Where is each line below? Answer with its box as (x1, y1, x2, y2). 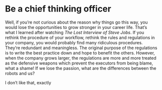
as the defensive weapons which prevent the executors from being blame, (5, 60, 153, 66)
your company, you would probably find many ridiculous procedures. (5, 39, 143, 45)
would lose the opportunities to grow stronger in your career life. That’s (5, 24, 147, 30)
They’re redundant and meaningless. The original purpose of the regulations (5, 45, 158, 51)
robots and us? (5, 70, 35, 76)
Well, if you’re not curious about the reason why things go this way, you (5, 19, 148, 25)
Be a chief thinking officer (5, 3, 112, 14)
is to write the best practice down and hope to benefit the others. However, (5, 50, 155, 56)
